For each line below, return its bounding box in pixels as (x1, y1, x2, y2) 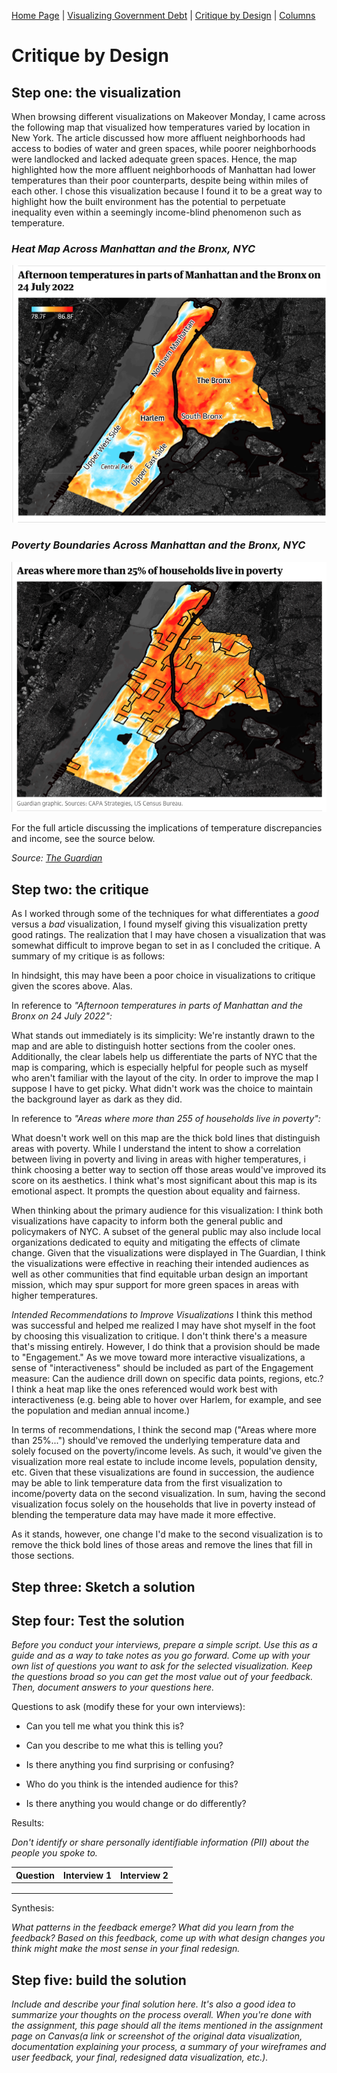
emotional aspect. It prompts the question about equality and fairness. (11, 1185, 301, 1197)
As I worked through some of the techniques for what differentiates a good (11, 908, 319, 920)
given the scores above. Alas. (11, 980, 133, 992)
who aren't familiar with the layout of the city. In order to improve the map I (11, 1072, 319, 1084)
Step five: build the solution (11, 1971, 187, 1989)
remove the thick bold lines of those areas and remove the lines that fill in (11, 1539, 313, 1551)
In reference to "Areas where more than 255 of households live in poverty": (11, 1113, 321, 1125)
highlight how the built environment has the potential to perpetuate (11, 196, 286, 207)
